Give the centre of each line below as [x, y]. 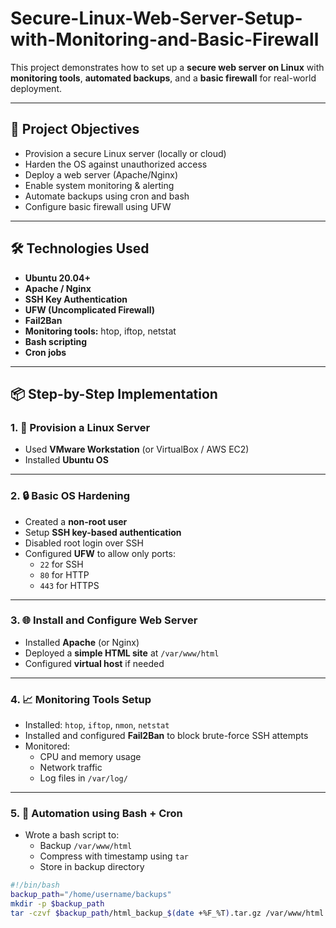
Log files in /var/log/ [83, 778]
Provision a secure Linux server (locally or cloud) [125, 153]
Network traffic [71, 768]
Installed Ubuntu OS [66, 460]
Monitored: [47, 746]
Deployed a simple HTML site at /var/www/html [122, 653]
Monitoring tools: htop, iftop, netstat [100, 331]
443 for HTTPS [69, 585]
